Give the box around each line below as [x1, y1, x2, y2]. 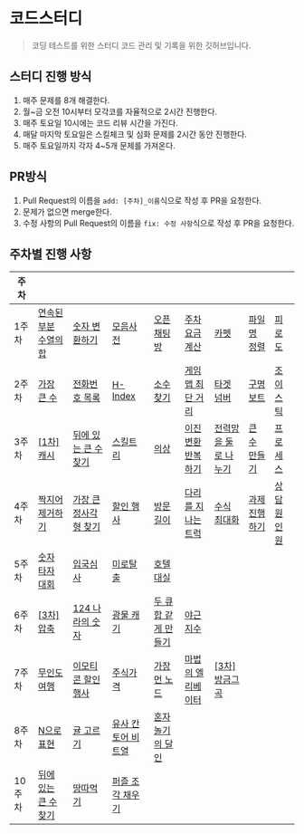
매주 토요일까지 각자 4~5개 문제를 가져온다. [22, 139, 176, 150]
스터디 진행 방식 [9, 69, 92, 84]
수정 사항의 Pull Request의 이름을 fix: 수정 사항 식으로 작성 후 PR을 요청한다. [22, 217, 295, 228]
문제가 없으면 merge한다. [22, 206, 112, 217]
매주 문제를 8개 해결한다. [22, 94, 110, 105]
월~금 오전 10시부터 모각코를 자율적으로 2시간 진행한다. [22, 106, 218, 117]
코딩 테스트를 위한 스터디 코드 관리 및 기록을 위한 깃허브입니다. [31, 40, 252, 51]
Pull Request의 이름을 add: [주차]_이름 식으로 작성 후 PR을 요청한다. [22, 195, 262, 206]
